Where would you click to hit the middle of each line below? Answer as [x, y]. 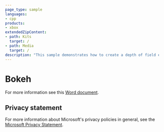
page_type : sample [24, 9]
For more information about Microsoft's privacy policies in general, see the [80, 119]
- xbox [12, 28]
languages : [16, 14]
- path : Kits [18, 37]
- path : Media [20, 46]
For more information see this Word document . [52, 93]
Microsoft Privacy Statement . [34, 125]
